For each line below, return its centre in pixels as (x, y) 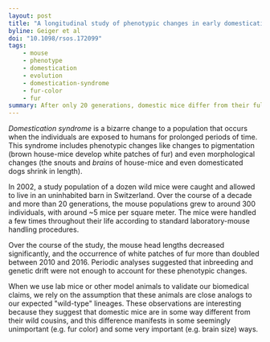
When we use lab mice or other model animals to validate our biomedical (129, 286)
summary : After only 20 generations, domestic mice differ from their (129, 105)
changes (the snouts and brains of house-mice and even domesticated (126, 163)
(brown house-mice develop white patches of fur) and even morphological (132, 155)
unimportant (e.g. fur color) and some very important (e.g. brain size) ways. (133, 329)
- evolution (43, 76)
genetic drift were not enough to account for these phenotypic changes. (128, 271)
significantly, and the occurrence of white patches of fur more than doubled (134, 253)
